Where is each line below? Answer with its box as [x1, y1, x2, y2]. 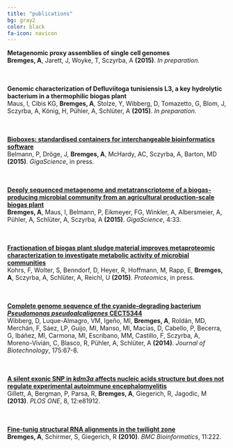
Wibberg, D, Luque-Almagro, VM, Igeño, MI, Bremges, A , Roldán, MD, [7, 317, 207, 325]
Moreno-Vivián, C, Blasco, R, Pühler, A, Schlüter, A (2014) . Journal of [7, 339, 206, 348]
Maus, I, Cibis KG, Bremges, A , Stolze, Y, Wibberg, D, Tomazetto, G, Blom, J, [7, 99, 226, 108]
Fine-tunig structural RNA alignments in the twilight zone [7, 425, 176, 433]
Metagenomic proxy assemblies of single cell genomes [7, 49, 170, 57]
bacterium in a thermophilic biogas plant [7, 92, 127, 100]
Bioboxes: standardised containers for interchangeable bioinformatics [7, 135, 216, 144]
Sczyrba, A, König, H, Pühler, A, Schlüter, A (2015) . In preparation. [7, 107, 197, 115]
